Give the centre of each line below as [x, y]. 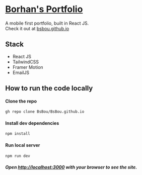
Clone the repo [21, 101]
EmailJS [21, 72]
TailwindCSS [26, 62]
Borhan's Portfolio [44, 9]
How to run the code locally [49, 88]
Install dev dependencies [32, 123]
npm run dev [18, 156]
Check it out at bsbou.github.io [37, 28]
